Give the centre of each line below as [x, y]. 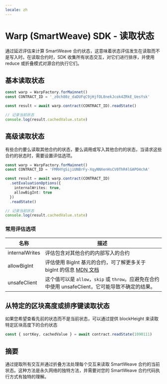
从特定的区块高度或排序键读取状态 [57, 306]
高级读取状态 [25, 136]
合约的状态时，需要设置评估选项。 [40, 156]
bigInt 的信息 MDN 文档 [72, 270]
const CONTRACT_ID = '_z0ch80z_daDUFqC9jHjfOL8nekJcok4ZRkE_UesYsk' [78, 97]
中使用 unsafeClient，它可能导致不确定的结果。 [100, 286]
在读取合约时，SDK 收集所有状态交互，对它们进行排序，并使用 [91, 57]
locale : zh [16, 10]
